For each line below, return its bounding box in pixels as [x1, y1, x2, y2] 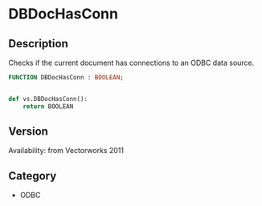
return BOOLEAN [23, 102, 74, 111]
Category [8, 169, 57, 183]
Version [8, 125, 48, 139]
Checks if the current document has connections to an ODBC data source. [8, 58, 255, 67]
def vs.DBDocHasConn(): [8, 95, 88, 103]
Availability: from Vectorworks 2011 [8, 146, 125, 156]
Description [8, 37, 68, 50]
